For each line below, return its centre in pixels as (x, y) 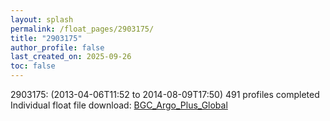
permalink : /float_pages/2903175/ (82, 29)
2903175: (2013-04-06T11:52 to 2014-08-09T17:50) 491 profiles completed (165, 94)
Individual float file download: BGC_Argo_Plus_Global (119, 105)
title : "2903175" (46, 38)
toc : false (33, 66)
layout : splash (42, 19)
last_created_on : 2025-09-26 (71, 57)
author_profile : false (57, 47)
